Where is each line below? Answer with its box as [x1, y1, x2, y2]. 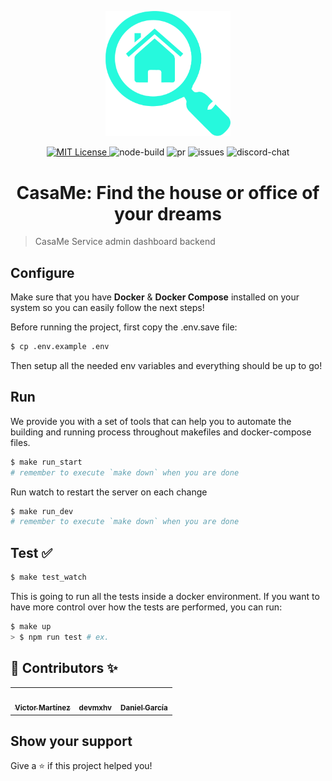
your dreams [114, 202, 222, 225]
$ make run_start [10, 457, 83, 467]
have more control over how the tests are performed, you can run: [10, 601, 283, 613]
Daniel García [120, 703, 168, 713]
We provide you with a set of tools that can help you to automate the [10, 415, 292, 427]
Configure [10, 264, 75, 281]
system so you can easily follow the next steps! [10, 302, 205, 314]
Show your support [10, 732, 133, 750]
